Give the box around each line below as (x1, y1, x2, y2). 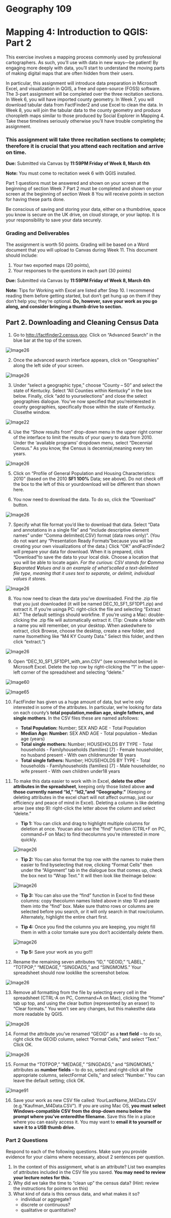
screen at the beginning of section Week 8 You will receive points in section (6, 191, 164, 197)
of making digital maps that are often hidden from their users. (6, 70, 134, 76)
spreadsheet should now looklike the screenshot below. (13, 970, 130, 976)
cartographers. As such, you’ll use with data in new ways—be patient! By (6, 60, 159, 66)
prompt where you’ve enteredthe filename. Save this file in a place (13, 1113, 155, 1119)
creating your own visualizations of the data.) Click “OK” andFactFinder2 (13, 543, 165, 549)
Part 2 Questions (6, 1137, 48, 1144)
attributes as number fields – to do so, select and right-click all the (13, 1066, 153, 1072)
